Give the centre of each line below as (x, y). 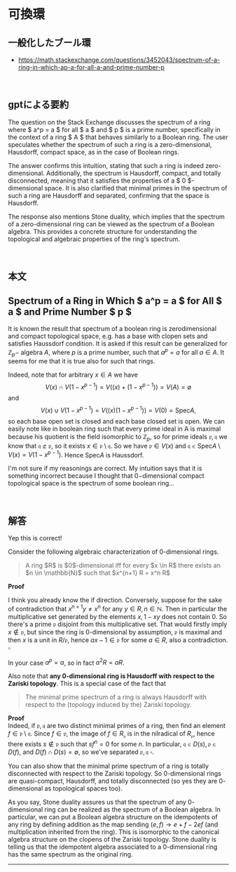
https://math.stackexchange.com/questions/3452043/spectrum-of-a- (119, 60)
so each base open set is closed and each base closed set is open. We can (116, 421)
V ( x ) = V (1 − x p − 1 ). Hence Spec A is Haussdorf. (76, 454)
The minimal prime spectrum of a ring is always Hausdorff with (116, 697)
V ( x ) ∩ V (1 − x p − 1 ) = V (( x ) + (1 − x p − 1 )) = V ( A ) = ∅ (118, 386)
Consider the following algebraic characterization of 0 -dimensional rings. (113, 552)
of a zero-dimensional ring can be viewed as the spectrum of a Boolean (111, 224)
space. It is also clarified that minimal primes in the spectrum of (136, 188)
